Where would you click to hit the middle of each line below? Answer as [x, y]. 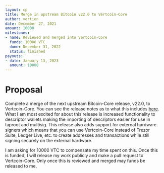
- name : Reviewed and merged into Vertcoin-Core [56, 38]
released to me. [21, 166]
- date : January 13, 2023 [32, 61]
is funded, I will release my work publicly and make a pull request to [74, 156]
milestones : [17, 33]
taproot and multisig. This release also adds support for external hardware [81, 125]
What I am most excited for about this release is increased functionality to [80, 114]
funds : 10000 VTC [27, 42]
